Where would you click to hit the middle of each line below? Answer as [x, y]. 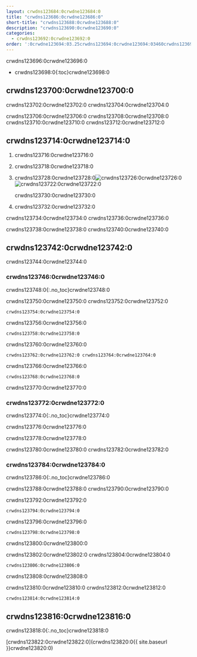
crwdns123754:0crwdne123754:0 [43, 312]
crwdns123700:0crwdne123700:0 [70, 91]
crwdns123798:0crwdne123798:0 [43, 533]
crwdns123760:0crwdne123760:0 [46, 344]
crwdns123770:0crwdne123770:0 [46, 387]
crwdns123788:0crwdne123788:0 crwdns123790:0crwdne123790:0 [87, 489]
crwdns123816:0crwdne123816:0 [69, 616]
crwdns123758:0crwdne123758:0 [43, 333]
